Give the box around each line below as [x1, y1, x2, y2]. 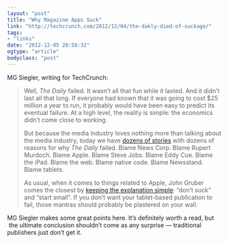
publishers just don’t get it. [7, 228, 82, 236]
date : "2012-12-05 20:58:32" [7, 42, 90, 49]
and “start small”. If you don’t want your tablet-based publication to [23, 193, 213, 201]
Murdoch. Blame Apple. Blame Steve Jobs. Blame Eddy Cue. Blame [23, 151, 213, 159]
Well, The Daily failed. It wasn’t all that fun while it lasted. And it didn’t [23, 86, 220, 94]
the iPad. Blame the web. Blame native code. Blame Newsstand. [23, 158, 203, 166]
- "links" [7, 36, 35, 42]
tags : [7, 29, 23, 36]
